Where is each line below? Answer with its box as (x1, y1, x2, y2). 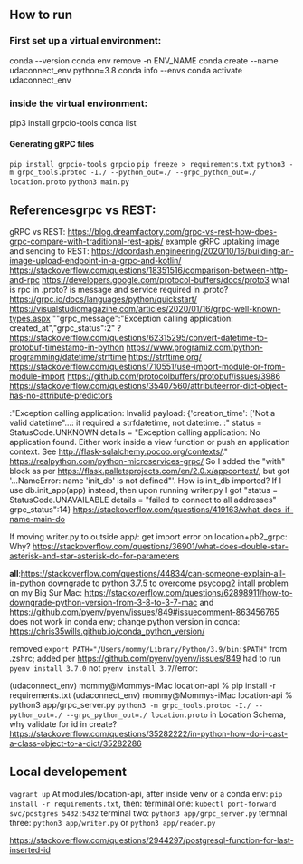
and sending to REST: (9, 246, 90, 257)
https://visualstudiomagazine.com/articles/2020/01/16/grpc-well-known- (9, 304, 282, 314)
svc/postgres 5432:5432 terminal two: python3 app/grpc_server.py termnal (9, 807, 288, 819)
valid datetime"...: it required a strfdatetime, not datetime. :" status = (9, 417, 262, 428)
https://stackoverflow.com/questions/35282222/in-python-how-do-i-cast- (9, 729, 288, 739)
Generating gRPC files (9, 138, 95, 149)
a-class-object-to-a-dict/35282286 (9, 738, 142, 749)
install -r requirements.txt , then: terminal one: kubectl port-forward (9, 798, 277, 809)
